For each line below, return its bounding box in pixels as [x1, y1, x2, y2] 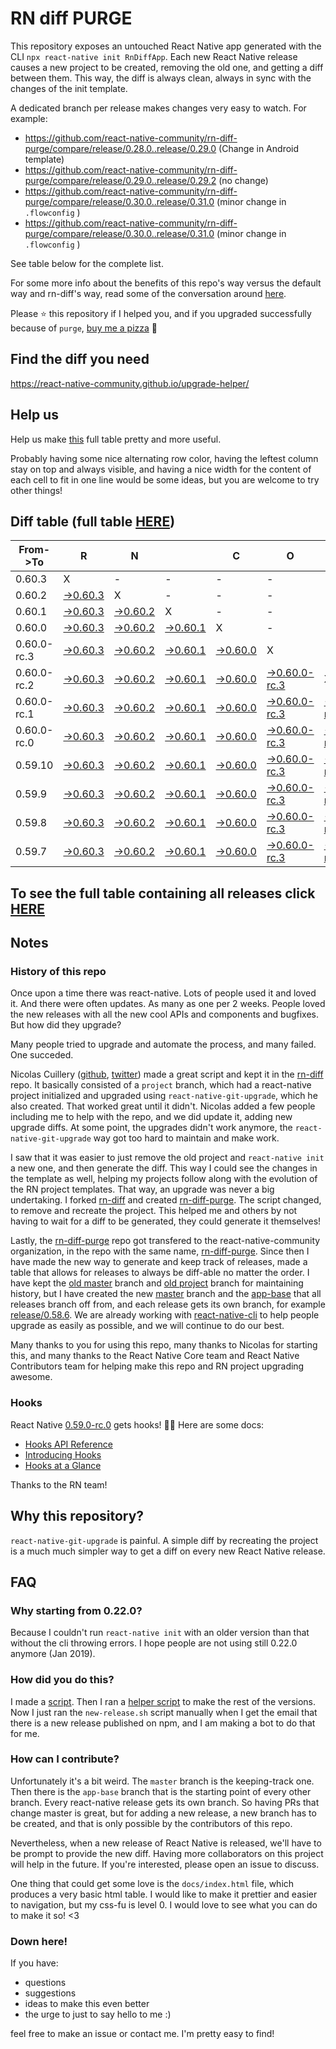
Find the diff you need [10, 351, 150, 368]
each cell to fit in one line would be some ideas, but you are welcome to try [10, 473, 320, 486]
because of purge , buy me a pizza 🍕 [10, 322, 158, 334]
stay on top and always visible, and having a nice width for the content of [10, 463, 312, 475]
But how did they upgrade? [10, 1019, 122, 1031]
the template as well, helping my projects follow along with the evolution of [10, 1173, 318, 1185]
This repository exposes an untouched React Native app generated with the [10, 40, 322, 52]
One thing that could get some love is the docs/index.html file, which [10, 1877, 295, 1889]
